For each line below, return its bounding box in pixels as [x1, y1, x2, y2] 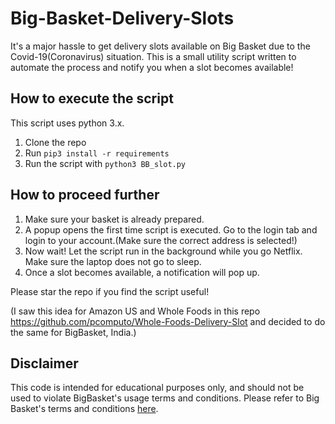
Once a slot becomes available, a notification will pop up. [24, 266, 260, 278]
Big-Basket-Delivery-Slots [10, 7, 235, 30]
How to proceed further [10, 187, 160, 204]
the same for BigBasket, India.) [10, 326, 137, 338]
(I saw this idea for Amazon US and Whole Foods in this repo [10, 305, 261, 317]
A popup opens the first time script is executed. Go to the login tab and [24, 223, 318, 236]
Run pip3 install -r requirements [24, 147, 170, 159]
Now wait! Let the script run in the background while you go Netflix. [24, 245, 303, 257]
